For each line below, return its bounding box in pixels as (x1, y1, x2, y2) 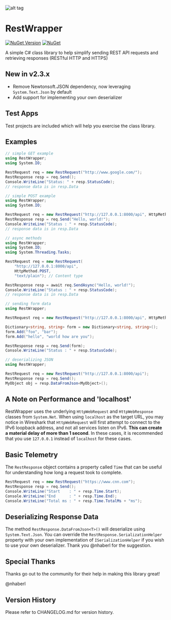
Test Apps (5, 109, 39, 118)
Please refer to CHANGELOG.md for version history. (5, 609, 114, 615)
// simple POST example (5, 193, 56, 198)
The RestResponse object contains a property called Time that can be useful (5, 464, 162, 470)
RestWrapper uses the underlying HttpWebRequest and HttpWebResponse (5, 408, 154, 414)
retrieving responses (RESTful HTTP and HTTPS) (5, 55, 108, 61)
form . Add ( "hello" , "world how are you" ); (5, 334, 95, 339)
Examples (5, 137, 37, 146)
